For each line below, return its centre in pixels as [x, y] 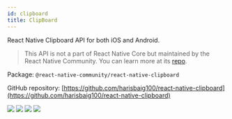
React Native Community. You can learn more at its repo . [106, 61]
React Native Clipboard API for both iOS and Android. [84, 40]
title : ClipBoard [32, 20]
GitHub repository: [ [36, 88]
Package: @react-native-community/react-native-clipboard [93, 74]
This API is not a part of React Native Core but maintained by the [117, 54]
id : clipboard [28, 14]
